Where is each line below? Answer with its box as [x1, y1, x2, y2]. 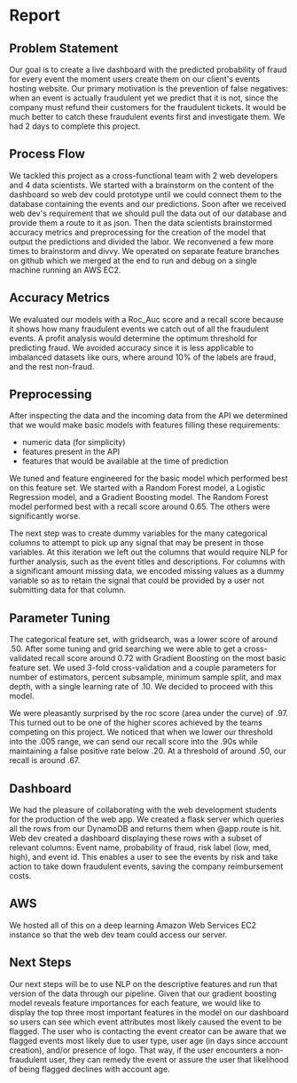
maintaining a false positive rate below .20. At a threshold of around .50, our [9, 745, 286, 756]
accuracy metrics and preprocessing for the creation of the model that [9, 227, 267, 237]
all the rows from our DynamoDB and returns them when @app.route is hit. [9, 824, 282, 834]
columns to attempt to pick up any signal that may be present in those [9, 538, 264, 548]
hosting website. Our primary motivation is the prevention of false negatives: [9, 84, 288, 93]
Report [9, 5, 60, 26]
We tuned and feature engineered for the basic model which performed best [9, 473, 288, 484]
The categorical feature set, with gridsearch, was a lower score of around [9, 634, 277, 645]
